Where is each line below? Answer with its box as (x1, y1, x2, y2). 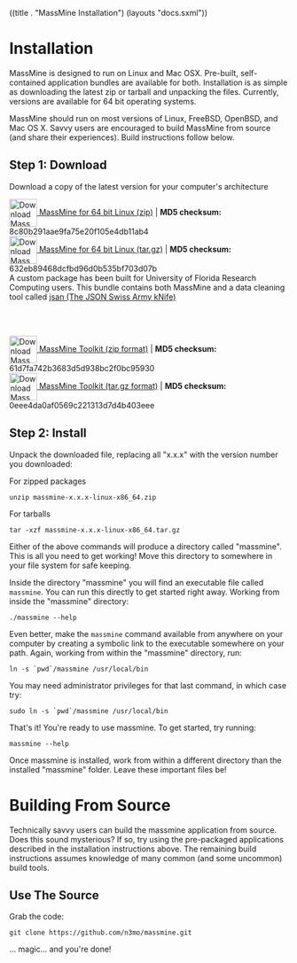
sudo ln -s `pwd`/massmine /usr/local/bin (9, 706, 168, 716)
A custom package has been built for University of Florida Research (9, 272, 257, 283)
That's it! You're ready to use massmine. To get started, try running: (9, 722, 257, 733)
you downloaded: (9, 458, 73, 469)
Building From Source (9, 795, 171, 815)
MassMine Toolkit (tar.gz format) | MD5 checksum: (38, 380, 227, 391)
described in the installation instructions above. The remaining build (9, 843, 257, 854)
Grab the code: (9, 912, 65, 922)
